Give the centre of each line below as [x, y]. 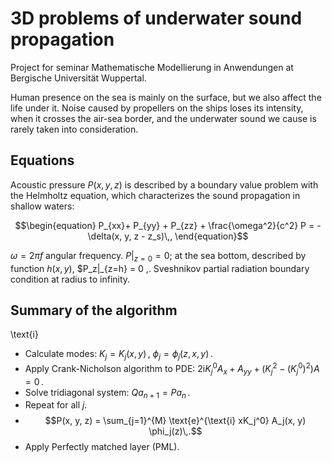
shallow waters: [42, 206]
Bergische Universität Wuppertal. [78, 78]
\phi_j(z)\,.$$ [175, 431]
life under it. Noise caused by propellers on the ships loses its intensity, [157, 108]
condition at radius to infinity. [70, 279]
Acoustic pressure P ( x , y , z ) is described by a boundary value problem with [164, 184]
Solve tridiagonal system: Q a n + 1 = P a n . [107, 393]
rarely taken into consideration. [74, 129]
